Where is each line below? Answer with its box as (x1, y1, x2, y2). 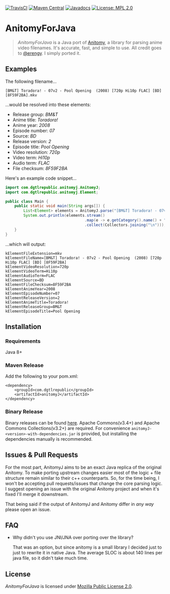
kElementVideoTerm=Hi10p (5, 269, 58, 274)
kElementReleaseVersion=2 (5, 295, 60, 301)
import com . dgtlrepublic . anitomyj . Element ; (5, 189, 99, 195)
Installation (5, 322, 41, 331)
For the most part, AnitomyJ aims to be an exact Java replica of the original (5, 464, 162, 470)
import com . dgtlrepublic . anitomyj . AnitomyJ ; (5, 185, 101, 190)
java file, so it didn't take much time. (12, 555, 88, 561)
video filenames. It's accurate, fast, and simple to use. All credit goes (17, 45, 162, 51)
